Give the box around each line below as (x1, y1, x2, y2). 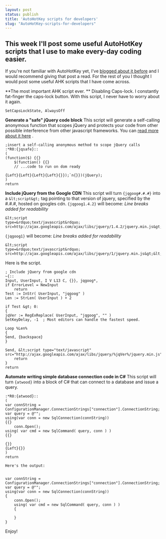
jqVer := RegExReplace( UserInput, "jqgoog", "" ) (5, 313, 112, 318)
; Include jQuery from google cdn (5, 270, 77, 275)
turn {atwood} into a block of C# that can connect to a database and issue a (5, 379, 159, 385)
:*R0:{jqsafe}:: (5, 147, 39, 152)
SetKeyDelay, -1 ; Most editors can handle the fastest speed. (5, 317, 140, 322)
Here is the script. (5, 260, 41, 266)
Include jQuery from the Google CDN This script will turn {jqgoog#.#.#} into (5, 190, 161, 196)
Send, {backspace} (5, 335, 43, 340)
